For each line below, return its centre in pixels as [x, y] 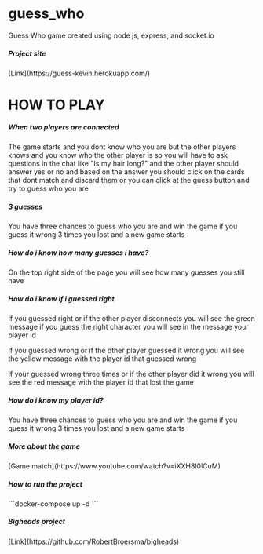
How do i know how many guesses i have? [79, 253]
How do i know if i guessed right [62, 298]
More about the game [44, 446]
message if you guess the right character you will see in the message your [128, 326]
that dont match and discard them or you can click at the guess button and [129, 180]
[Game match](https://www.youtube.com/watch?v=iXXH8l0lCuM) [115, 466]
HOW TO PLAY [57, 105]
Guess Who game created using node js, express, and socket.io [111, 35]
